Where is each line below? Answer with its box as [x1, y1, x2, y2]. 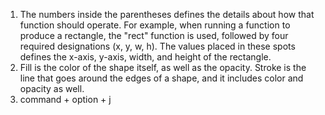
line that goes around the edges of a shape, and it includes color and [19, 72, 304, 84]
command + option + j [19, 94, 112, 105]
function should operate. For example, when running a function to [19, 19, 291, 31]
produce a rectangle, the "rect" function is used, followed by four [19, 30, 289, 41]
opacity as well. [19, 83, 85, 94]
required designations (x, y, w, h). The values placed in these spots [19, 40, 296, 52]
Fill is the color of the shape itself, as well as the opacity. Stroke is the [19, 62, 307, 73]
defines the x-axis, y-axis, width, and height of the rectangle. [19, 51, 272, 63]
